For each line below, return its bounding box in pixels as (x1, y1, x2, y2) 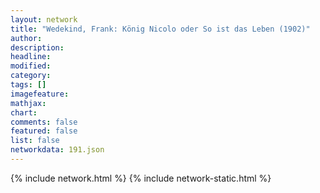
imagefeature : (10, 89, 70, 99)
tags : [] (10, 80, 47, 90)
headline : (10, 52, 52, 62)
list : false (10, 136, 60, 146)
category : (10, 71, 52, 81)
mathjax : (10, 98, 47, 108)
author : (10, 33, 43, 43)
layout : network (10, 14, 78, 25)
